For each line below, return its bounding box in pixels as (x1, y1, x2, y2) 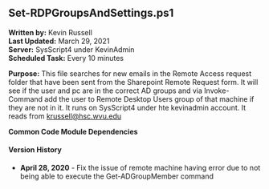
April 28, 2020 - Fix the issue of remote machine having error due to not (19, 163, 261, 173)
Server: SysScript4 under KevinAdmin (8, 44, 135, 54)
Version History (8, 145, 62, 155)
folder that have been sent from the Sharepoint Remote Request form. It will (8, 77, 259, 86)
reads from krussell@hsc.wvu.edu (8, 111, 122, 121)
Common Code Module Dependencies (8, 127, 138, 136)
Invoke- (204, 86, 230, 95)
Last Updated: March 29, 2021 (8, 36, 110, 46)
